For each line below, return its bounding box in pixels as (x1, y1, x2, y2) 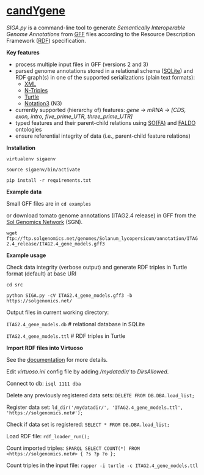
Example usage (6, 252, 46, 259)
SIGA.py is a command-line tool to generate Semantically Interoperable (6, 24, 186, 31)
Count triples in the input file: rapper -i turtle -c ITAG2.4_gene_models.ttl (6, 462, 199, 469)
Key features (6, 48, 40, 56)
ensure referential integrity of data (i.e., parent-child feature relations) (15, 132, 191, 140)
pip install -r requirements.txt (6, 177, 92, 184)
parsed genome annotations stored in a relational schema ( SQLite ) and (15, 67, 194, 74)
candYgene (6, 4, 65, 18)
